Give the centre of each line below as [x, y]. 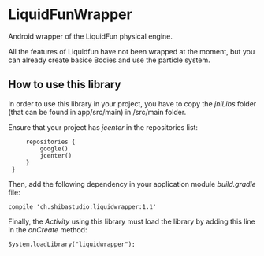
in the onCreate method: [48, 229]
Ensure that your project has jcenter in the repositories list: [103, 127]
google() [54, 148]
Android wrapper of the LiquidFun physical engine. [91, 36]
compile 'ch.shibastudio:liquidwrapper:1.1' [82, 206]
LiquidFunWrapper [70, 15]
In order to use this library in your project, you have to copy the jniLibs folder [132, 103]
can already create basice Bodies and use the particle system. [109, 60]
